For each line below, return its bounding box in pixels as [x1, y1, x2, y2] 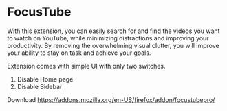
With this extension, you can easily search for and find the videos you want [7, 27, 220, 35]
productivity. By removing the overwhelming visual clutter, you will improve [7, 41, 219, 49]
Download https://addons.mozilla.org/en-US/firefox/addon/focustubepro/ [7, 95, 215, 103]
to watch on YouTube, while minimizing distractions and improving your [7, 34, 209, 42]
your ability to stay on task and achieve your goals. [7, 49, 151, 57]
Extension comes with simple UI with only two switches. [7, 62, 166, 70]
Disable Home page [17, 75, 74, 83]
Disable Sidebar [17, 82, 63, 90]
